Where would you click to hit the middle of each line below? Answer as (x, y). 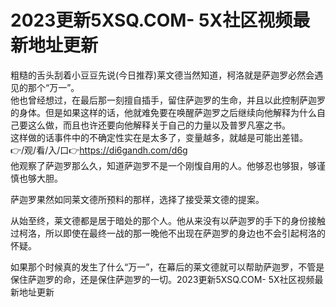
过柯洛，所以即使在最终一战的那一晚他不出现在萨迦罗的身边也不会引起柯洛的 (168, 233)
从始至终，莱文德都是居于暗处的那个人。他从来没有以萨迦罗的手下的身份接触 (168, 220)
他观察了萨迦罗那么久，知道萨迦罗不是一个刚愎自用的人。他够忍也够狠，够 (163, 165)
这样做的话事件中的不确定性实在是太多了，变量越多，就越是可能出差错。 (159, 137)
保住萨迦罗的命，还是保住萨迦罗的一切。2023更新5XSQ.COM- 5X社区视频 (162, 279)
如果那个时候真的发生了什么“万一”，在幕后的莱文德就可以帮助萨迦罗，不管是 (167, 267)
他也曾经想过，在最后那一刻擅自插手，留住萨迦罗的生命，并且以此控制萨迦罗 (168, 100)
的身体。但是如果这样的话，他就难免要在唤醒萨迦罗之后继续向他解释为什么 (163, 112)
